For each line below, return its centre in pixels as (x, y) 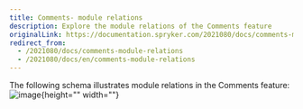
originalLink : (36, 34)
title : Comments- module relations (76, 18)
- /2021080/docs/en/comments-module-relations (106, 59)
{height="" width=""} (80, 95)
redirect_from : (38, 43)
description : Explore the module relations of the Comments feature (141, 26)
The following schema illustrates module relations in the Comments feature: (150, 85)
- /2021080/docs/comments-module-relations (100, 51)
